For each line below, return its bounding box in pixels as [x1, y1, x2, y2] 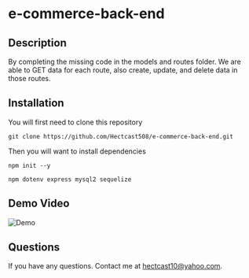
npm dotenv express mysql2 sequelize [8, 175, 132, 183]
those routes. [8, 74, 51, 83]
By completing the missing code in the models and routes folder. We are [8, 57, 242, 66]
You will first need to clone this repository [8, 117, 143, 127]
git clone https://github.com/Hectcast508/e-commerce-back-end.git [8, 132, 234, 140]
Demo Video [8, 197, 70, 210]
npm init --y [8, 161, 51, 169]
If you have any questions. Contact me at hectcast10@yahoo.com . [8, 261, 222, 271]
